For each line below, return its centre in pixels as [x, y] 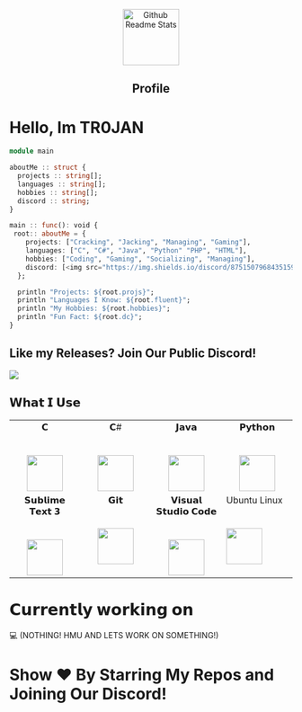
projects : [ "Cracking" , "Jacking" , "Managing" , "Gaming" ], [138, 243]
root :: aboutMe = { [50, 234]
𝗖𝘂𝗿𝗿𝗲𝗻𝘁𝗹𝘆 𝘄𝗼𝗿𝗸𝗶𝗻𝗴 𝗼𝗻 [102, 609]
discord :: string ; [54, 201]
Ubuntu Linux [254, 500]
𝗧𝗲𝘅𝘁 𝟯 [45, 511]
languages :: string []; [62, 184]
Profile [151, 89]
